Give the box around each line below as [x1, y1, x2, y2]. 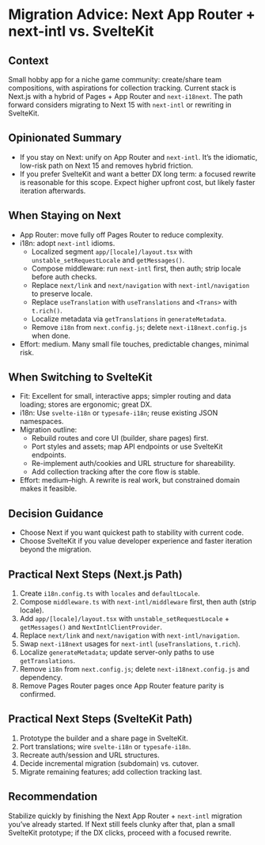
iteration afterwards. [19, 186, 86, 195]
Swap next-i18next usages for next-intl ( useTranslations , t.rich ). [19, 639, 241, 649]
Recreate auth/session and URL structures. [19, 750, 160, 760]
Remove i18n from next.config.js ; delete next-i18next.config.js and [19, 665, 250, 674]
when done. [31, 331, 71, 340]
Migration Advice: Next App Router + [8, 6, 256, 24]
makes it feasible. [19, 484, 78, 494]
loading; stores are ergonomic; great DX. [19, 400, 153, 409]
